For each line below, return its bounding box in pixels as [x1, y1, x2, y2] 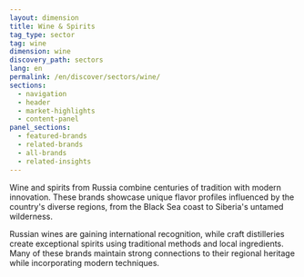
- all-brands [17, 148, 67, 157]
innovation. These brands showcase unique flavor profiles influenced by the [9, 192, 295, 203]
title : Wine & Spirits [9, 22, 96, 31]
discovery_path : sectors [9, 55, 104, 64]
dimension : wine [9, 47, 71, 56]
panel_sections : [9, 124, 71, 133]
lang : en [9, 64, 43, 74]
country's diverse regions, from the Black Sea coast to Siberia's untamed [9, 201, 284, 212]
